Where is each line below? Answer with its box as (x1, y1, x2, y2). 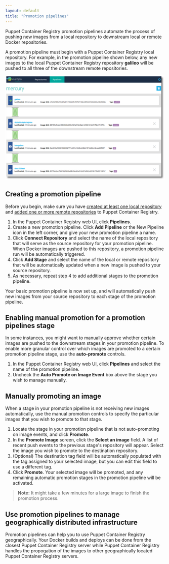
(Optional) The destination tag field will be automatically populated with (12, 453, 161, 459)
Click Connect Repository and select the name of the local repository (12, 234, 158, 241)
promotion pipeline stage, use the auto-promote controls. (5, 351, 126, 357)
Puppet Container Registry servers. (5, 553, 79, 559)
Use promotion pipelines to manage (5, 510, 120, 519)
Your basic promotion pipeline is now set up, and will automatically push (5, 288, 156, 294)
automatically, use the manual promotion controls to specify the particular (5, 411, 159, 417)
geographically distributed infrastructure (5, 518, 138, 526)
